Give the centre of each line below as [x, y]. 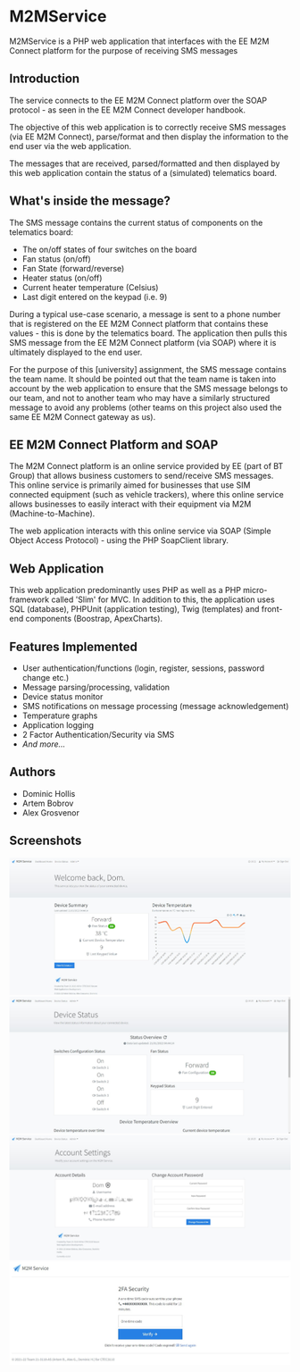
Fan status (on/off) [56, 259]
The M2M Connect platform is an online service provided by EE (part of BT [146, 466]
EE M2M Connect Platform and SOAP [114, 444]
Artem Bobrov [48, 803]
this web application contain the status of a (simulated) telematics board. [143, 172]
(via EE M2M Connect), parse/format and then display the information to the [149, 137]
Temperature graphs [60, 715]
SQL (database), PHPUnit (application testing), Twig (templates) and [134, 609]
